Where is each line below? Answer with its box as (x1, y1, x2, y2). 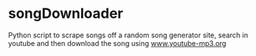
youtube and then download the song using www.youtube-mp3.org (8, 38, 227, 47)
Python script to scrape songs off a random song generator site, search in (8, 30, 248, 40)
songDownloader (8, 5, 124, 23)
